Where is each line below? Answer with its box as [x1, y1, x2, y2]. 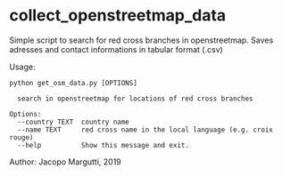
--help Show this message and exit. [17, 140, 190, 149]
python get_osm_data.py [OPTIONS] [9, 78, 138, 87]
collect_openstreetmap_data [9, 5, 227, 26]
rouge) [9, 132, 34, 142]
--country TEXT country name [17, 117, 129, 126]
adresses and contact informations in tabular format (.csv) [9, 44, 223, 54]
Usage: [9, 61, 36, 72]
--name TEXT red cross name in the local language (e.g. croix [17, 125, 274, 134]
